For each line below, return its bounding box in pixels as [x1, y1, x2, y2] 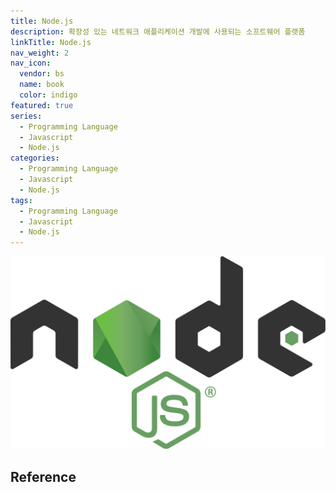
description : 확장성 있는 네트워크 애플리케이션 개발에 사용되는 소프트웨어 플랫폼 [10, 26, 306, 37]
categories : [10, 153, 60, 164]
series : [10, 111, 43, 121]
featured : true [10, 100, 74, 110]
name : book [19, 80, 65, 90]
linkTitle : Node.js [10, 37, 92, 47]
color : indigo [19, 90, 78, 100]
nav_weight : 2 [10, 48, 70, 58]
